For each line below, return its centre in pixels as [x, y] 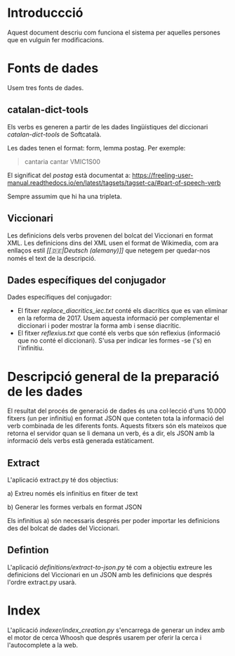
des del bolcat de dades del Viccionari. [64, 528]
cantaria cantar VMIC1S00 [62, 161]
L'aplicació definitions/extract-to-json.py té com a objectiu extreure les [110, 567]
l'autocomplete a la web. [43, 645]
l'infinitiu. [31, 348]
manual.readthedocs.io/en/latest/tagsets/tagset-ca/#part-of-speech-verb [114, 182]
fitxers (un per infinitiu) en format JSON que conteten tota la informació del [116, 418]
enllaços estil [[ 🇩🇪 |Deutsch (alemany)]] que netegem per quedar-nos [109, 250]
